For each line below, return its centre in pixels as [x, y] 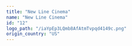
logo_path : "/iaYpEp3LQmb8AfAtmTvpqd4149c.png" [67, 28]
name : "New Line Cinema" [37, 17]
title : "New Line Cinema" [38, 12]
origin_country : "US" [33, 34]
